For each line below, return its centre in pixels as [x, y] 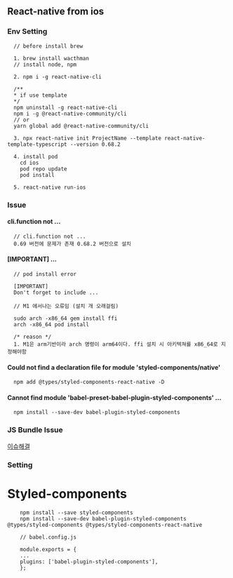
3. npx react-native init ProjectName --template [87, 138]
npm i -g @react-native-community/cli [71, 114]
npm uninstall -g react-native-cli [66, 107]
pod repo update [44, 169]
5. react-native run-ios [50, 187]
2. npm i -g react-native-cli [58, 76]
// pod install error [45, 274]
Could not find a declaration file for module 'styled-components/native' [114, 367]
